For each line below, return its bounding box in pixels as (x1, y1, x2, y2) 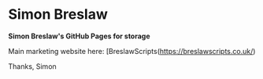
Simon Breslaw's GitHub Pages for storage (8, 31, 151, 41)
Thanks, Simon (8, 61, 57, 71)
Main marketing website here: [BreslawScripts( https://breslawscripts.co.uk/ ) (8, 46, 256, 56)
